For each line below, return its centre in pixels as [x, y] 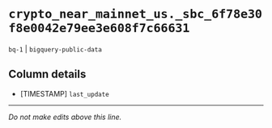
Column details [47, 74]
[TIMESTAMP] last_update [64, 93]
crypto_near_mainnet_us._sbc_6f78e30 [136, 14]
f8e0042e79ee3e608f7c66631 [99, 29]
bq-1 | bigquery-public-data [55, 49]
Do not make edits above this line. [65, 117]
